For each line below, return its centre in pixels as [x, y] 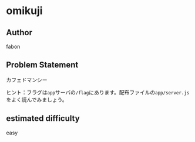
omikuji [24, 11]
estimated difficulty [43, 119]
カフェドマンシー [27, 80]
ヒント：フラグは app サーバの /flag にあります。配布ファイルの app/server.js [98, 92]
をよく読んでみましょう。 [37, 99]
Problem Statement [42, 65]
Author [19, 33]
